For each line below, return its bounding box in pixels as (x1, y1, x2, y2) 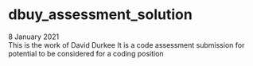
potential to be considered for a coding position (8, 49, 165, 58)
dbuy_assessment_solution (8, 6, 193, 24)
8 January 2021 (8, 32, 60, 41)
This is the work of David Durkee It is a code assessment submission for (8, 40, 245, 49)
